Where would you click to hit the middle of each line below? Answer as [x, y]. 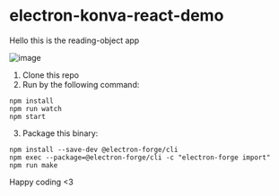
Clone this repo [50, 75]
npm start [28, 116]
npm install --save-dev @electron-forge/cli [94, 149]
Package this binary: [60, 133]
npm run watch [36, 108]
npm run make [34, 165]
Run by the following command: [81, 84]
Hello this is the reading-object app [74, 40]
